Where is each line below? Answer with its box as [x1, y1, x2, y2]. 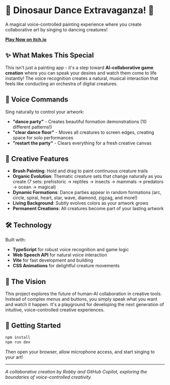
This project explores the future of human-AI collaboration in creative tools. [5, 291, 162, 297]
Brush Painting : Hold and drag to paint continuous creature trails [12, 168, 148, 174]
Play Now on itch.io [5, 36, 47, 42]
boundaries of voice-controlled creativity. [5, 374, 92, 380]
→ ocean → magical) [12, 184, 56, 190]
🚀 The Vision [5, 277, 47, 286]
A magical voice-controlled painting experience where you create [5, 21, 142, 27]
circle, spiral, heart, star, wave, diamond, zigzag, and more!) [12, 195, 138, 201]
